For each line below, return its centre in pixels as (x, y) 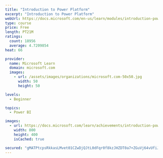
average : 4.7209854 (29, 46)
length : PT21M (19, 32)
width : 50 (28, 81)
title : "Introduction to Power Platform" (48, 9)
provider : (15, 59)
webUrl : (13, 18)
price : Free (17, 28)
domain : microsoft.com (32, 68)
